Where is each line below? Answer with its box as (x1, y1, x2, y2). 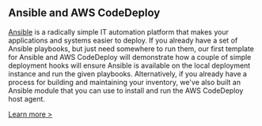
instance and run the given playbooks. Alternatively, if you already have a (8, 69, 248, 78)
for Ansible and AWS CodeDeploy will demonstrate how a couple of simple (8, 52, 252, 61)
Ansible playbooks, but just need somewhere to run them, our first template (8, 43, 255, 54)
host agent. (8, 94, 46, 103)
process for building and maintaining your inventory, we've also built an (8, 77, 241, 87)
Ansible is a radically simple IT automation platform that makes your (8, 27, 230, 36)
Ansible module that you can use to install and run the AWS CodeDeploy (8, 86, 244, 95)
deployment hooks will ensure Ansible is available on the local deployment (8, 61, 251, 70)
